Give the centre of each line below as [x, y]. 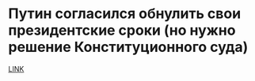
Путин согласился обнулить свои [125, 14]
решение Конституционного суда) [128, 47]
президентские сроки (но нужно [122, 30]
